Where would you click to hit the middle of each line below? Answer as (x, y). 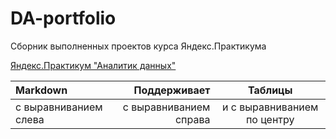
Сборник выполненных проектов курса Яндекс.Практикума (138, 46)
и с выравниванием (270, 107)
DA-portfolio (63, 18)
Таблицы (270, 90)
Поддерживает (172, 90)
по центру (270, 119)
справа (192, 119)
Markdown (41, 90)
